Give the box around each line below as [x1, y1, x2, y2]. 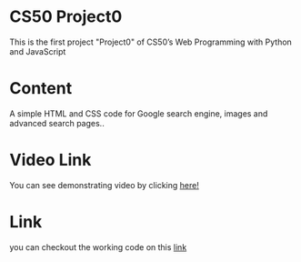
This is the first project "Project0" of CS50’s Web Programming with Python [9, 36, 293, 47]
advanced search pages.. [9, 117, 105, 128]
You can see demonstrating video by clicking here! [9, 179, 200, 190]
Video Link [9, 150, 92, 170]
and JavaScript [9, 45, 66, 56]
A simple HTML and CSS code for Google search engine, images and [9, 107, 268, 119]
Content [9, 78, 73, 99]
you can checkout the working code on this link [9, 241, 187, 252]
